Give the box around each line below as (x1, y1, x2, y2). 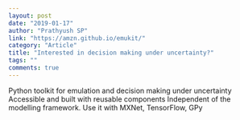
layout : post (8, 11, 52, 20)
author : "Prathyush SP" (8, 26, 89, 34)
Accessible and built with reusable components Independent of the (8, 94, 231, 104)
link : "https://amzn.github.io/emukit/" (8, 34, 147, 42)
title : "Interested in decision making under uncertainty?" (8, 49, 215, 57)
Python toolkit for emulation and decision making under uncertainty (8, 86, 232, 95)
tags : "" (8, 57, 38, 65)
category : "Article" (8, 42, 78, 50)
